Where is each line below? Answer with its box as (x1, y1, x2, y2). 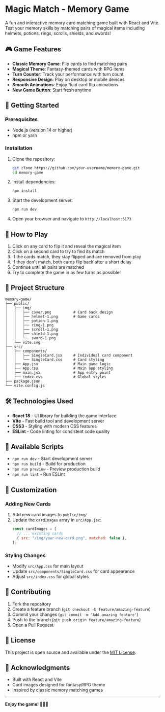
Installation (5, 144, 33, 151)
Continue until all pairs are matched (12, 264, 84, 270)
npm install (12, 188, 37, 193)
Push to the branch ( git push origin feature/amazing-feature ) (12, 616, 141, 622)
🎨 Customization (5, 486, 57, 494)
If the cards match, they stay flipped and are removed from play (12, 254, 141, 260)
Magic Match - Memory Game (5, 3, 129, 15)
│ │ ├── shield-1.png (5, 331, 58, 336)
